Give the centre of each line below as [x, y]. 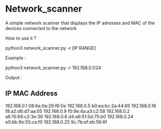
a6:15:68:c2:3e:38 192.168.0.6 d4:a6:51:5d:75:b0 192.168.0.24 [69, 116]
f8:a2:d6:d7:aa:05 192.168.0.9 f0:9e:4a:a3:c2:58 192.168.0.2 [68, 111]
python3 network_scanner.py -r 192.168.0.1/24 [53, 68]
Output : [14, 77]
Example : [16, 58]
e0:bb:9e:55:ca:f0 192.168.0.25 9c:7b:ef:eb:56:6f [56, 122]
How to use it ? [21, 38]
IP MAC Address [32, 94]
